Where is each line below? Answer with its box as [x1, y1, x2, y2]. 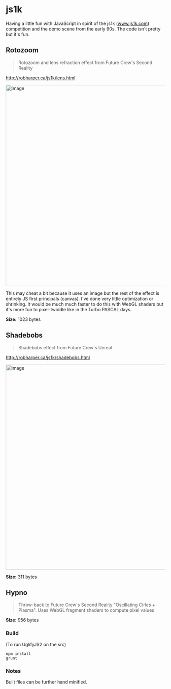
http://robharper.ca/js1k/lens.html [6, 75, 76, 81]
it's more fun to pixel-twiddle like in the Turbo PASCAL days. [6, 306, 132, 312]
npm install [6, 651, 31, 656]
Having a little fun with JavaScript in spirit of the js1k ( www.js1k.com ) [6, 20, 150, 26]
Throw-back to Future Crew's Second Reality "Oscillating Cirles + [18, 602, 155, 608]
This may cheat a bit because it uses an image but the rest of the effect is [6, 290, 159, 296]
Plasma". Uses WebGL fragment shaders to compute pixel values [18, 607, 154, 613]
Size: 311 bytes [6, 574, 37, 580]
